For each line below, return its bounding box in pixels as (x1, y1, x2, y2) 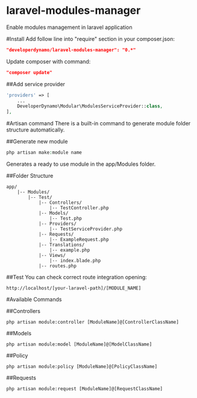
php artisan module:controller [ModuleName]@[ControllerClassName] (6, 319, 180, 326)
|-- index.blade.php (49, 257, 101, 264)
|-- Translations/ (38, 242, 85, 248)
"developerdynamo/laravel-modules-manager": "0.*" (6, 46, 136, 53)
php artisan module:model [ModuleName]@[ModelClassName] (6, 341, 152, 347)
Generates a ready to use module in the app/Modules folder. (6, 160, 156, 168)
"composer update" (6, 69, 52, 75)
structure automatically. (6, 126, 65, 133)
